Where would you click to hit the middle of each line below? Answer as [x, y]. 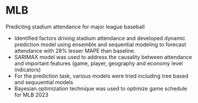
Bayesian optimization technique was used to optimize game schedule [100, 88]
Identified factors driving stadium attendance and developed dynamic [100, 38]
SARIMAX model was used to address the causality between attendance [103, 57]
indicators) [27, 69]
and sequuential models [44, 82]
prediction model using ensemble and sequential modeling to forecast [100, 44]
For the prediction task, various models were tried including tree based [101, 76]
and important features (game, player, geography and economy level [98, 63]
